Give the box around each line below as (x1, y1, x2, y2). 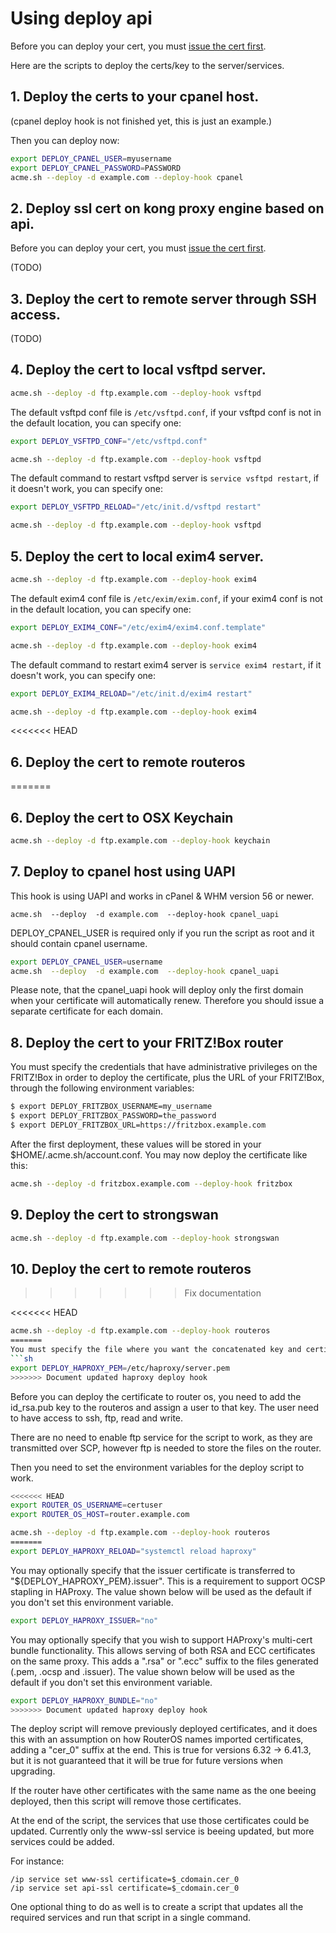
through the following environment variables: (10, 1082, 195, 1094)
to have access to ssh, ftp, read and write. (10, 1412, 184, 1424)
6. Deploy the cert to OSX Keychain (10, 809, 234, 826)
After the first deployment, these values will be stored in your (10, 1138, 262, 1150)
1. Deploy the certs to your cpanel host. (10, 88, 260, 106)
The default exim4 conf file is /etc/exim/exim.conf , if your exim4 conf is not (10, 592, 323, 604)
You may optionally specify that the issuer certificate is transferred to (10, 1564, 296, 1576)
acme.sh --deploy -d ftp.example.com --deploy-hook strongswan (10, 1233, 280, 1243)
